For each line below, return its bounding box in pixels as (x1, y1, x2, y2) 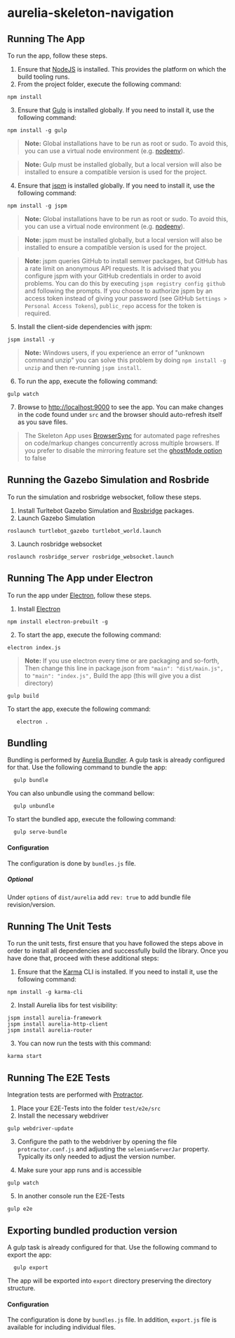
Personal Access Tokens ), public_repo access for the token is (24, 302, 202, 310)
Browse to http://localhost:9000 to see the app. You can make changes (17, 403, 224, 411)
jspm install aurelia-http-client (7, 1021, 109, 1028)
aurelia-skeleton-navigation (7, 5, 174, 21)
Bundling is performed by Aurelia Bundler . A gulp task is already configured (7, 756, 225, 764)
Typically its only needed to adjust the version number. (17, 1153, 176, 1161)
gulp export (13, 1264, 49, 1271)
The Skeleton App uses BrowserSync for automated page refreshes (24, 432, 220, 439)
